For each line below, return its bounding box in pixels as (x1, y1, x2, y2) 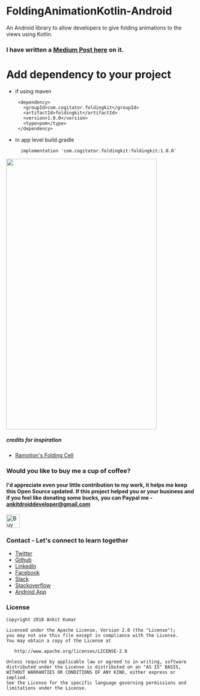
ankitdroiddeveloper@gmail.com (6, 500, 91, 508)
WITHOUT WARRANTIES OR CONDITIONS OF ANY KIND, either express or (6, 670, 176, 676)
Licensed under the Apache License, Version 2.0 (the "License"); (6, 627, 176, 633)
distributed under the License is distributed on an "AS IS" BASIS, (6, 664, 181, 670)
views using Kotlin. (6, 30, 53, 37)
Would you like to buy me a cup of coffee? (6, 466, 131, 475)
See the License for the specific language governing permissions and (6, 680, 187, 686)
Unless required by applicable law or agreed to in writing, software (6, 659, 187, 665)
